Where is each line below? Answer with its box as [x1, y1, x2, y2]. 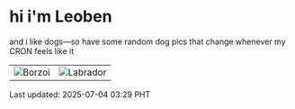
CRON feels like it [9, 45, 75, 56]
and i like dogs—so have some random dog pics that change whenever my [9, 36, 286, 47]
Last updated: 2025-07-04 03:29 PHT [9, 88, 151, 100]
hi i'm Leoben [9, 6, 112, 27]
